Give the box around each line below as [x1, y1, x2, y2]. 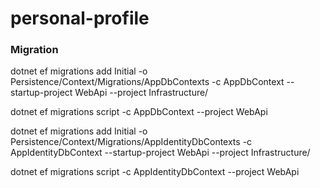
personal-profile [10, 7, 150, 30]
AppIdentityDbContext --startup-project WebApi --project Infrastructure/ [10, 147, 311, 159]
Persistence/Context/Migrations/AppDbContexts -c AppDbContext [10, 76, 285, 88]
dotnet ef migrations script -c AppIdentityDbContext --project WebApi [10, 166, 300, 178]
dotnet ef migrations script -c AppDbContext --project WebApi [10, 106, 268, 118]
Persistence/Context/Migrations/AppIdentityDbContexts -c [10, 136, 253, 148]
